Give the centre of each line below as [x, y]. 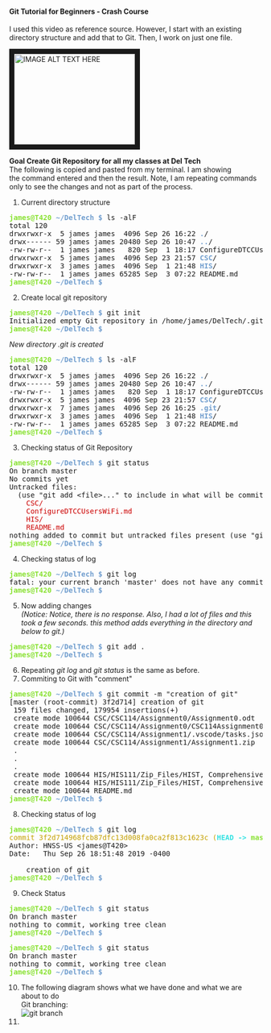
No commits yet [39, 479]
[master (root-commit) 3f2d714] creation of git [107, 702]
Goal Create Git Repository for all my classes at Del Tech [105, 161]
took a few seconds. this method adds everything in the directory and [136, 623]
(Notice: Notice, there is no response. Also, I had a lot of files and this [136, 614]
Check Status [43, 894]
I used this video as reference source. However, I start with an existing [125, 29]
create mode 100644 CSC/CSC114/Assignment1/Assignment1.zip [134, 743]
